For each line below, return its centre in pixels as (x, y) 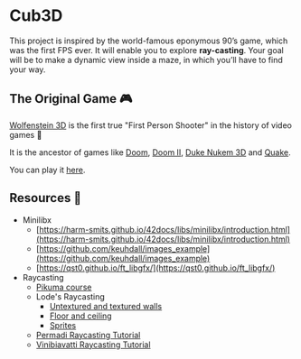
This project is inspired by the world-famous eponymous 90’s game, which (149, 41)
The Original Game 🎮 (71, 99)
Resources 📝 (46, 198)
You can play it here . (47, 170)
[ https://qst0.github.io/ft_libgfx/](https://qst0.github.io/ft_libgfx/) (155, 268)
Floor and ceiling (80, 316)
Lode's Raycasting (71, 296)
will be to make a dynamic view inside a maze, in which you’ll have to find (146, 60)
